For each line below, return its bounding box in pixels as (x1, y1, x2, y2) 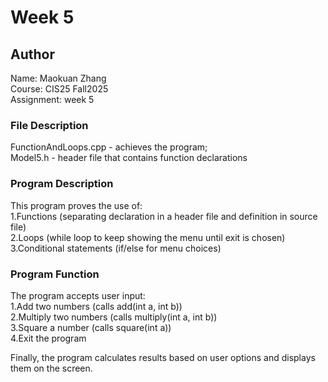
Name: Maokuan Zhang (10, 72, 107, 84)
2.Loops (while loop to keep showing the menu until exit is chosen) (10, 231, 286, 243)
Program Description (10, 177, 114, 191)
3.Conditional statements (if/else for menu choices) (10, 242, 222, 254)
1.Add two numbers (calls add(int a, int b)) (10, 300, 183, 312)
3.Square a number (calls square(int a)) (10, 321, 172, 333)
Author (10, 46, 55, 63)
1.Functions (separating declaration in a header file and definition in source (10, 210, 318, 222)
